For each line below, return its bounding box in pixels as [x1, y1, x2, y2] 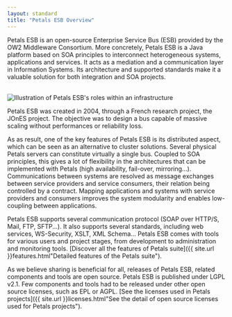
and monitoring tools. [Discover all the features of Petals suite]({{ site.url [7, 244, 215, 252]
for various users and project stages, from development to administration [7, 237, 217, 245]
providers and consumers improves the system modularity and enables [7, 194, 210, 202]
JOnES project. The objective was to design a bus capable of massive [7, 114, 207, 122]
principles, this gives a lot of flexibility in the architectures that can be [7, 157, 206, 165]
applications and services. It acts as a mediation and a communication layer [7, 58, 224, 66]
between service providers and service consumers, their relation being [7, 179, 210, 187]
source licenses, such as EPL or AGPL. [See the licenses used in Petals [7, 287, 210, 295]
